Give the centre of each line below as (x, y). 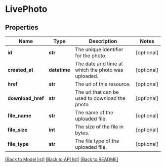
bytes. (82, 133)
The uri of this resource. (103, 84)
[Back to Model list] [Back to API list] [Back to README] (62, 159)
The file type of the (97, 141)
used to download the (100, 98)
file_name (20, 116)
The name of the (94, 112)
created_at (21, 70)
